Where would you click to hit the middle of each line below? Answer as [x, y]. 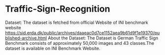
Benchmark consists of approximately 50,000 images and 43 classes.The [80, 43]
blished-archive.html [26, 38]
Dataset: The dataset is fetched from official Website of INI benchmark [77, 22]
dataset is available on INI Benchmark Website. [53, 48]
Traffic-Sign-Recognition [58, 9]
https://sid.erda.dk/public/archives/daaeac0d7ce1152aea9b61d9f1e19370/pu [82, 33]
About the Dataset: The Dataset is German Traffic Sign [103, 38]
